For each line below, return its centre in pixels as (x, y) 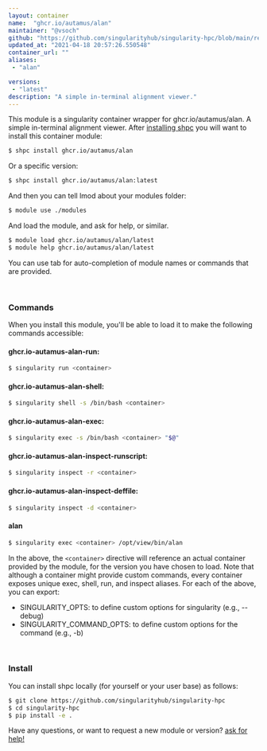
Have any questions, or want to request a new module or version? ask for (128, 730)
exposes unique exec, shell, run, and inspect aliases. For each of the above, (132, 583)
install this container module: (56, 136)
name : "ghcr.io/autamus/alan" (60, 23)
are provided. (30, 271)
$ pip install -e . (41, 715)
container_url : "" (39, 53)
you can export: (34, 592)
